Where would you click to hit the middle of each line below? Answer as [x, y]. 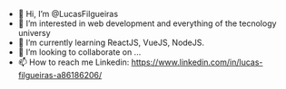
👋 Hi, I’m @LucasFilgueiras [68, 14]
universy [35, 33]
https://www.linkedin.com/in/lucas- [197, 62]
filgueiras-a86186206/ [60, 75]
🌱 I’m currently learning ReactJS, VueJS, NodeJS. [111, 42]
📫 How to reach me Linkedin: [74, 62]
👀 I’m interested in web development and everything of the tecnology [147, 23]
